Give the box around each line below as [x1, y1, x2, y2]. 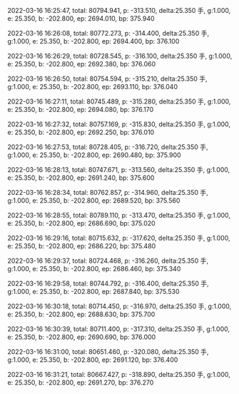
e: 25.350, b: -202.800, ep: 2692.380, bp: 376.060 [7, 60, 156, 68]
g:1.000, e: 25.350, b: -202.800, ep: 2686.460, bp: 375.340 [7, 265, 181, 273]
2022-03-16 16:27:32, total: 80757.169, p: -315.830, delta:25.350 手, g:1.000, [7, 120, 230, 128]
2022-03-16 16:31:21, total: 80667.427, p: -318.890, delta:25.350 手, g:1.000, [7, 370, 230, 378]
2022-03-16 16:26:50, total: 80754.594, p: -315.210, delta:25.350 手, [7, 74, 208, 83]
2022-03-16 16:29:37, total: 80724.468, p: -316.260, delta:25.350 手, [7, 256, 209, 265]
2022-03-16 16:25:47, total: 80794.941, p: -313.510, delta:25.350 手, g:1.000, [7, 6, 231, 14]
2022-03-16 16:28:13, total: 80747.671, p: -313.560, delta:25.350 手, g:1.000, [7, 166, 230, 173]
